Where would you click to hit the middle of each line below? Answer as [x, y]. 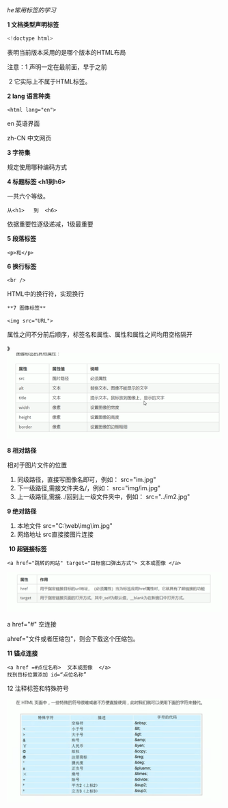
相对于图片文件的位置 [37, 465]
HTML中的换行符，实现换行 [46, 294]
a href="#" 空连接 [32, 624]
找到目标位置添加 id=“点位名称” [47, 675]
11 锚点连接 [23, 653]
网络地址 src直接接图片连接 [55, 534]
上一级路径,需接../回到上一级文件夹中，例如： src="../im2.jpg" [103, 496]
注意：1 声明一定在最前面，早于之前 [57, 66]
